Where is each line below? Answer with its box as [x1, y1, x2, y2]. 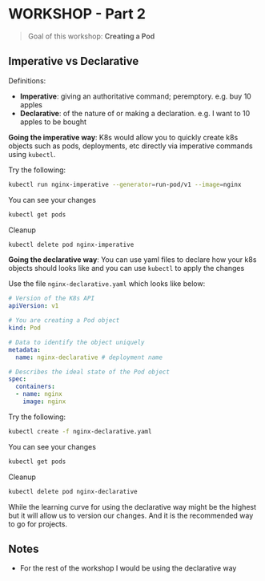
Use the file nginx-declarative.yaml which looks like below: [8, 279, 206, 288]
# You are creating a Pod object [8, 317, 120, 325]
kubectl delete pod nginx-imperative [8, 240, 135, 248]
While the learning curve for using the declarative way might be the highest [8, 502, 257, 511]
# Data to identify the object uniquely [8, 338, 146, 346]
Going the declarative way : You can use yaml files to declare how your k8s [8, 255, 257, 264]
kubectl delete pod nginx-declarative [8, 487, 138, 495]
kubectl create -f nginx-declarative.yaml [8, 427, 152, 435]
